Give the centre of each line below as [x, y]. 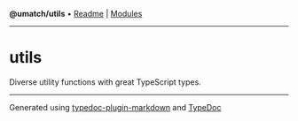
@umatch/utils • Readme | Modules [76, 14]
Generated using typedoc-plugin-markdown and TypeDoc [115, 107]
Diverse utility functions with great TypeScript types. [105, 82]
